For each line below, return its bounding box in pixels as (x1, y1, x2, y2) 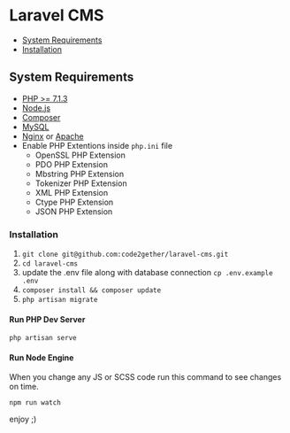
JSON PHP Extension (34, 205, 113, 217)
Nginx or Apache (21, 130, 84, 142)
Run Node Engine (9, 352, 74, 363)
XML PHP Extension (34, 187, 109, 197)
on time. (9, 382, 40, 392)
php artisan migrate (21, 296, 98, 305)
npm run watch (9, 398, 62, 407)
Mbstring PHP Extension (34, 168, 125, 179)
